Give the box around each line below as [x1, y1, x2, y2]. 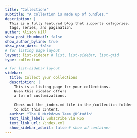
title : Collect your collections [9, 75, 78, 80]
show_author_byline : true [5, 39, 58, 44]
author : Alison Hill [5, 30, 47, 35]
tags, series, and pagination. [9, 25, 73, 30]
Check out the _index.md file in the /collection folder [14, 102, 133, 108]
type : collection [5, 57, 41, 62]
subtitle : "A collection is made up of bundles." [5, 12, 109, 17]
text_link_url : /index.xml [9, 120, 65, 125]
